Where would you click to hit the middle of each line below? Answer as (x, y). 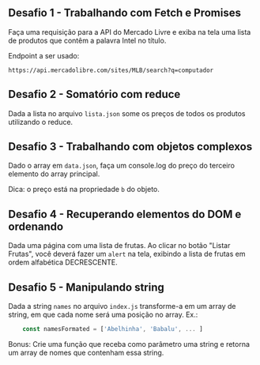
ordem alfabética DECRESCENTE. (63, 262)
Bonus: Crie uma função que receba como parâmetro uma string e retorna (129, 344)
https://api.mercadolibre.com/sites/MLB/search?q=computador (111, 70)
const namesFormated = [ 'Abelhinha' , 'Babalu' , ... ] (113, 329)
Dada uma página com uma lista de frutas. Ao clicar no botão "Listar (119, 246)
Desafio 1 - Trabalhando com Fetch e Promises (124, 13)
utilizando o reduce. (41, 122)
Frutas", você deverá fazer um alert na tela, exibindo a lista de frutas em (127, 254)
